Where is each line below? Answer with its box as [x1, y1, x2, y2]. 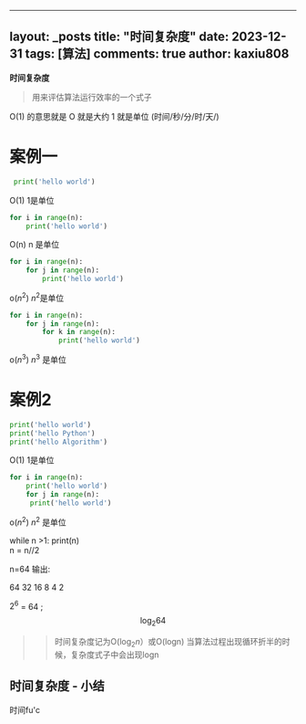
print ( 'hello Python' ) [9, 428, 96, 438]
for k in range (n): [42, 328, 117, 337]
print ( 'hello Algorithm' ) [9, 437, 107, 446]
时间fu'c [9, 704, 41, 715]
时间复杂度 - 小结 [9, 678, 105, 694]
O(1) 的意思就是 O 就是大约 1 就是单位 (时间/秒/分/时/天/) [9, 110, 220, 121]
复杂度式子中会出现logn [70, 649, 159, 660]
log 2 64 [139, 615, 167, 628]
